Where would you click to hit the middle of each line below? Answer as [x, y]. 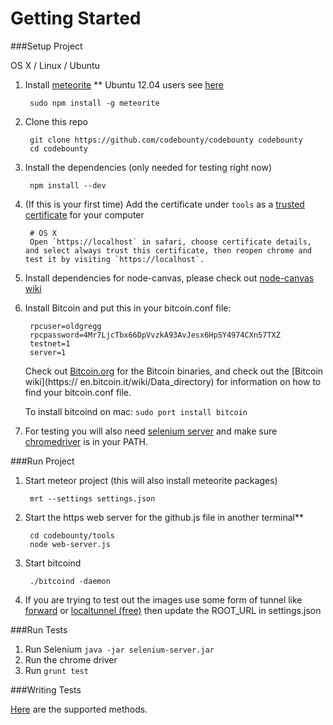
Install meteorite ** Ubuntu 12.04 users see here [124, 84]
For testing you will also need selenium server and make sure [151, 431]
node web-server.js [70, 544]
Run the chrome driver [71, 659]
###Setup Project [46, 46]
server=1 [48, 352]
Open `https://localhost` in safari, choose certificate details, [170, 242]
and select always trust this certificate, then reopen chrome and [168, 250]
